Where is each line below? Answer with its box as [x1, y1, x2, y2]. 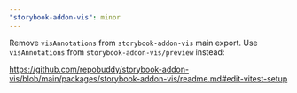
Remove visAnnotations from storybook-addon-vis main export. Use [9, 37, 259, 48]
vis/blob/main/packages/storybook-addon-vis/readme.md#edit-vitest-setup [9, 73, 288, 84]
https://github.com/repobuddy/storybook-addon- [9, 64, 189, 74]
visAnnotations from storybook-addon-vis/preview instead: [9, 46, 225, 58]
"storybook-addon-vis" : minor [9, 12, 121, 22]
